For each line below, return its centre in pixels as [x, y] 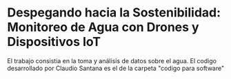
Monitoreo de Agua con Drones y [103, 27]
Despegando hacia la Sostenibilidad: [114, 13]
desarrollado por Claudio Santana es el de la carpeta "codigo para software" [116, 68]
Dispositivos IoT [54, 42]
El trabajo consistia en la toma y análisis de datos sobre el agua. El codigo [112, 60]
